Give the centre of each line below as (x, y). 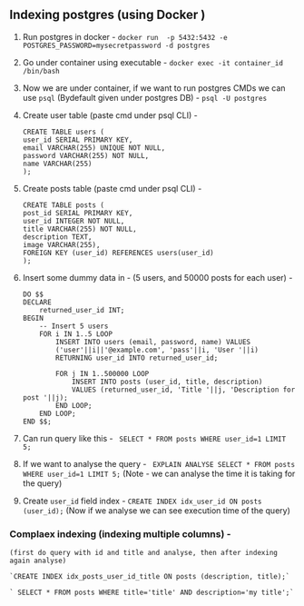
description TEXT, (57, 237)
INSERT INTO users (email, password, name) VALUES (153, 342)
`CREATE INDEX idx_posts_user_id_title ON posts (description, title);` (150, 577)
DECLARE (37, 302)
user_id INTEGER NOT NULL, (74, 221)
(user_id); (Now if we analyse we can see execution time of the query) (156, 510)
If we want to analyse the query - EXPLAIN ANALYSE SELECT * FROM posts (159, 463)
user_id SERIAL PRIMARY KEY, (78, 140)
